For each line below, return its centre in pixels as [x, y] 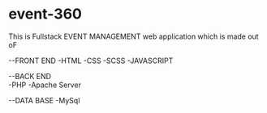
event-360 [45, 14]
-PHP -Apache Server [45, 85]
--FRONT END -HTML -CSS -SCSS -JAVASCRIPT [91, 61]
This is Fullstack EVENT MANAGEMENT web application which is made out [133, 36]
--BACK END [30, 76]
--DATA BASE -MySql [44, 100]
